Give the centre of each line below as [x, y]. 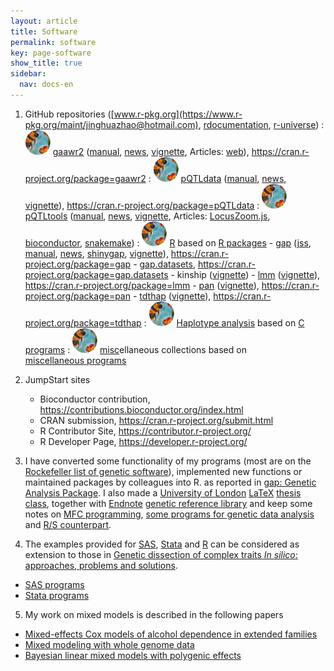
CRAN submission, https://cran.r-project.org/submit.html [156, 420]
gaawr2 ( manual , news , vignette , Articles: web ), [151, 151]
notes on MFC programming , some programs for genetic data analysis [169, 514]
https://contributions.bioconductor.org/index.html [141, 409]
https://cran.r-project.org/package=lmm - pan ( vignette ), [142, 285]
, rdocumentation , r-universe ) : [261, 124]
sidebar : [28, 74]
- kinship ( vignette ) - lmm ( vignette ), [245, 274]
